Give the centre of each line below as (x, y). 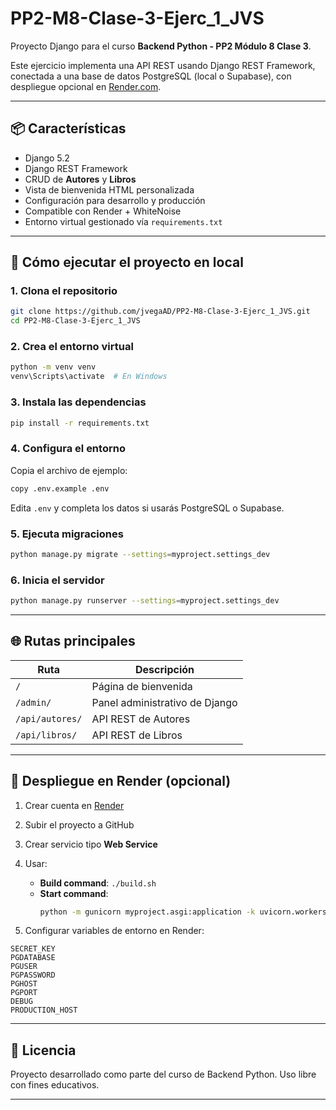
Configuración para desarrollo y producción (115, 200)
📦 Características (68, 128)
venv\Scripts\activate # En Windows (89, 377)
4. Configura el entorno (68, 449)
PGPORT (24, 993)
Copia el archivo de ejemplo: (69, 470)
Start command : (74, 893)
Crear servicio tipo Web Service (91, 844)
